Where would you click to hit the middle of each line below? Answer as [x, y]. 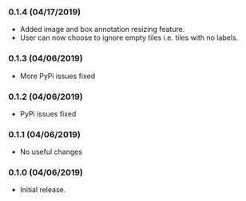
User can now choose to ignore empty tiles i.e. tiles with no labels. [129, 37]
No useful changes [51, 152]
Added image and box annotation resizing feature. [102, 30]
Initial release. [43, 190]
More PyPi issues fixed [58, 76]
